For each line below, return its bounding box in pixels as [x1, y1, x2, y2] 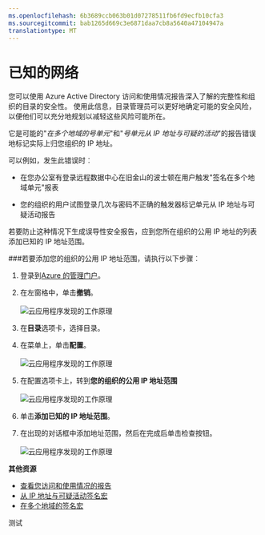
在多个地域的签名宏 [19, 501, 84, 511]
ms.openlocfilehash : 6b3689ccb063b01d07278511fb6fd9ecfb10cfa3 [8, 11, 224, 20]
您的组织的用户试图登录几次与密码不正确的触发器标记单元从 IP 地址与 [19, 199, 248, 209]
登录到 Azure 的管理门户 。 [19, 271, 106, 280]
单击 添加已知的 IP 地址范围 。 [19, 412, 114, 421]
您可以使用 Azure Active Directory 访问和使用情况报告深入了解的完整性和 [8, 91, 248, 101]
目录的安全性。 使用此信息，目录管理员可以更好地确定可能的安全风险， [22, 102, 256, 111]
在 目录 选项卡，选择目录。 [19, 324, 105, 333]
